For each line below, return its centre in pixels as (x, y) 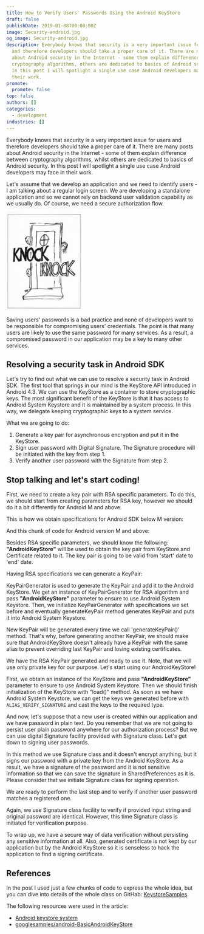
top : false (20, 96)
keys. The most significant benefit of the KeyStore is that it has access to (98, 399)
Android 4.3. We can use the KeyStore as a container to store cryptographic (101, 392)
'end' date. (20, 562)
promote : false (31, 90)
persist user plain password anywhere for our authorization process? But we (102, 730)
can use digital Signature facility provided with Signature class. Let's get (97, 736)
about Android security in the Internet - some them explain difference (106, 58)
